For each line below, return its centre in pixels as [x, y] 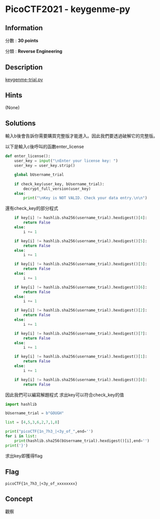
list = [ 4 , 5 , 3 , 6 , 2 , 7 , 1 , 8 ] [32, 422]
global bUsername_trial [39, 175]
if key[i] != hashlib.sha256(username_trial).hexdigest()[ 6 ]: [81, 287]
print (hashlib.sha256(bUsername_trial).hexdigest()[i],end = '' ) [82, 441]
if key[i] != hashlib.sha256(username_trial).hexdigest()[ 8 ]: [81, 380]
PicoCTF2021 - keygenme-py [68, 9]
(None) [13, 107]
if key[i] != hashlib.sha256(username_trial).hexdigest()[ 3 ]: [81, 264]
